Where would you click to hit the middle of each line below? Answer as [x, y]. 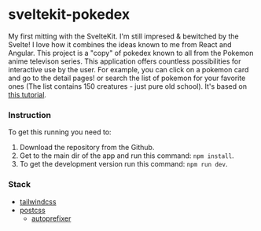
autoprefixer [51, 218]
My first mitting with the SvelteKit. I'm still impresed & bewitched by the [123, 36]
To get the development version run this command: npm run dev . [123, 164]
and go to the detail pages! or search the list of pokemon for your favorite [127, 78]
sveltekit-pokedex [69, 15]
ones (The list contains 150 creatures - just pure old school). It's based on [128, 86]
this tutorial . [28, 94]
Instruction [30, 115]
